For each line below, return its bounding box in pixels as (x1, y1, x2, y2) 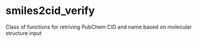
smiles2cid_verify (5, 4, 95, 17)
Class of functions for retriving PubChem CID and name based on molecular (5, 23, 192, 30)
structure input (5, 29, 42, 36)
